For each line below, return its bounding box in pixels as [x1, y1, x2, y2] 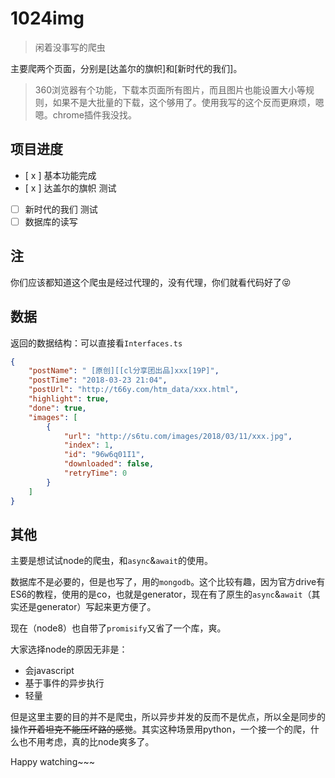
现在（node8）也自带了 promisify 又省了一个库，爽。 [10, 622, 227, 634]
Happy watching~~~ [10, 756, 96, 768]
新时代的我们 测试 [24, 203, 98, 215]
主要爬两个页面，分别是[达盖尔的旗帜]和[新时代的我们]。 [10, 62, 243, 74]
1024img [10, 7, 85, 30]
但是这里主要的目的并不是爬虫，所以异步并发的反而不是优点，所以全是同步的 [10, 711, 326, 723]
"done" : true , [28, 403, 87, 413]
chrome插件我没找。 [52, 108, 137, 121]
